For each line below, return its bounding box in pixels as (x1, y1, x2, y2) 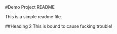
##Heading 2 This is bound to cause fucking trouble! (5, 23, 113, 29)
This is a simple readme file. (5, 14, 62, 19)
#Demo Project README (5, 4, 55, 10)
